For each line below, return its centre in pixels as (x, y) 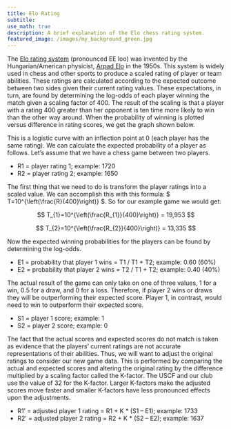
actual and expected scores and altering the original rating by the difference (115, 368)
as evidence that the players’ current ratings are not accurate (94, 346)
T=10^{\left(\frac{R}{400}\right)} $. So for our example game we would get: (114, 201)
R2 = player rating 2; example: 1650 (68, 174)
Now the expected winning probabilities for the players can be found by (109, 241)
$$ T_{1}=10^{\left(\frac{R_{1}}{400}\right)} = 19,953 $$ (116, 215)
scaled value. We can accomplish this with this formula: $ (89, 194)
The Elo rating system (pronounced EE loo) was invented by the (98, 59)
